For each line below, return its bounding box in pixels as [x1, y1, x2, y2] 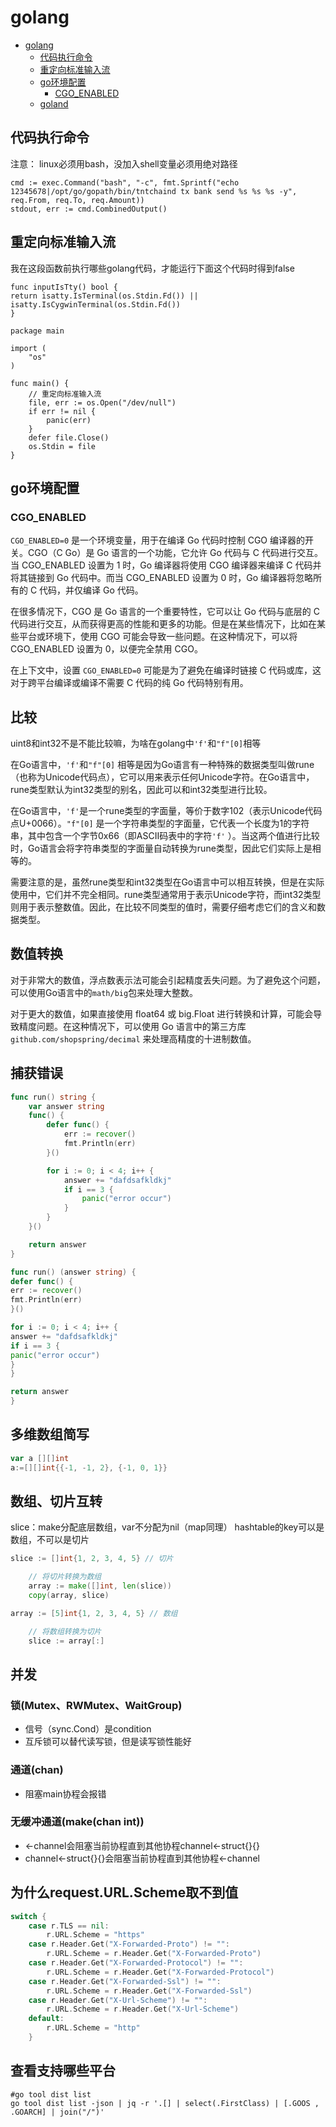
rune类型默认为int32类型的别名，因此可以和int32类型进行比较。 [10, 784, 273, 796]
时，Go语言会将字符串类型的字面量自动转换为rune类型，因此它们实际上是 [10, 842, 313, 855]
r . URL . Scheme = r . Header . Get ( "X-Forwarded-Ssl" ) [46, 1986, 253, 1996]
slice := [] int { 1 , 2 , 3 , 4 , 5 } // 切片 [10, 1554, 174, 1564]
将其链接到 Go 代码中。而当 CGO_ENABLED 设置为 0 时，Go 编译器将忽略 [10, 572, 313, 584]
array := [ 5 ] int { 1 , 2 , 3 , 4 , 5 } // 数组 [10, 1608, 178, 1618]
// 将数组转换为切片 [28, 1626, 102, 1636]
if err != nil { [28, 406, 97, 416]
